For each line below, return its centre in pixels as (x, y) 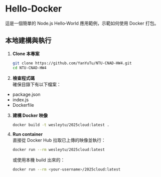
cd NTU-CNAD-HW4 (29, 68)
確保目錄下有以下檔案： (37, 84)
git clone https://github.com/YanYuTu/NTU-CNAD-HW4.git (72, 63)
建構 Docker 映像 (30, 115)
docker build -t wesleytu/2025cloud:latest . (61, 125)
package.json (27, 94)
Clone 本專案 (26, 54)
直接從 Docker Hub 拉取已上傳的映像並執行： (59, 140)
